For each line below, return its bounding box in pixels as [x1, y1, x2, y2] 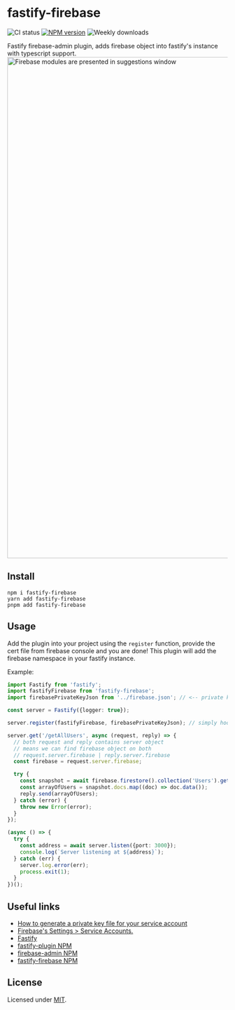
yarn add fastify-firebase [7, 595, 86, 602]
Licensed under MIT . [7, 995, 67, 1004]
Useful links [7, 901, 61, 913]
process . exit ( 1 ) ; [20, 868, 71, 875]
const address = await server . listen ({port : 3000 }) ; [20, 842, 177, 849]
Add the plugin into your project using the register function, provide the [7, 639, 215, 648]
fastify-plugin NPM [17, 941, 72, 950]
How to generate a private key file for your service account [17, 920, 187, 927]
